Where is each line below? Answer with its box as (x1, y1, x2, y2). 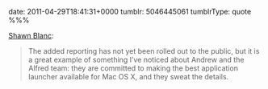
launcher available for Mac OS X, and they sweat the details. (27, 72, 229, 81)
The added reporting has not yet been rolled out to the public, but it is (27, 47, 260, 55)
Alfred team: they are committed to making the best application (27, 63, 238, 73)
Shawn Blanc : (8, 31, 54, 40)
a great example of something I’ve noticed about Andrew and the (27, 55, 245, 64)
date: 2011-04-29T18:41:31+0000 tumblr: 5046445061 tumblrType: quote (8, 7, 252, 16)
